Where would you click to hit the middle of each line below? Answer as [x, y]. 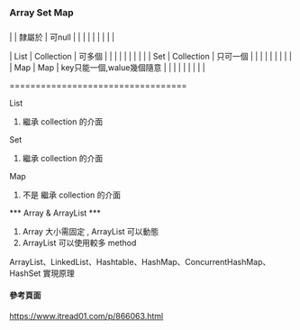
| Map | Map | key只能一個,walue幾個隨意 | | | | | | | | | [107, 67]
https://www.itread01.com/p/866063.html [86, 316]
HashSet [25, 273]
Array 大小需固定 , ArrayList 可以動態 [91, 231]
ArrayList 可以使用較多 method [79, 243]
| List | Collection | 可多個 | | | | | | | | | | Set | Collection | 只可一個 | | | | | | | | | [151, 56]
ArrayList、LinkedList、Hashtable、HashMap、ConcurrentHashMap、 [140, 261]
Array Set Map [41, 13]
